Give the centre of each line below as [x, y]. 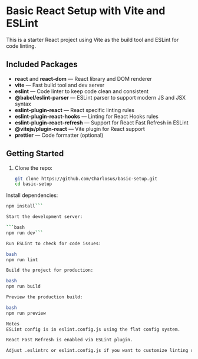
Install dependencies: [32, 195]
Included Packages [42, 65]
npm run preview [26, 313]
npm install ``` [25, 206]
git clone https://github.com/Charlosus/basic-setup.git [86, 179]
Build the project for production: [50, 270]
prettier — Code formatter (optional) [59, 135]
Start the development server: [44, 217]
